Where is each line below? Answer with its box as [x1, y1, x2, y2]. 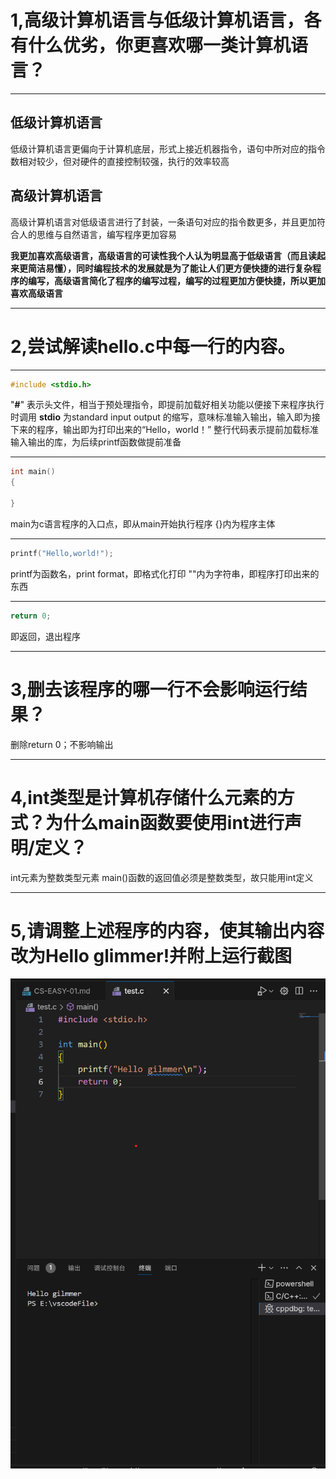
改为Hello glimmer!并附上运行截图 [10, 944, 293, 967]
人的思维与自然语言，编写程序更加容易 [18, 228, 177, 240]
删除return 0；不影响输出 [10, 738, 114, 750]
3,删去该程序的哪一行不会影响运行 [10, 678, 290, 701]
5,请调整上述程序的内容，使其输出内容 [10, 919, 325, 942]
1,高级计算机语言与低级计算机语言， [10, 9, 305, 32]
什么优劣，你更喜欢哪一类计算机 [28, 34, 292, 57]
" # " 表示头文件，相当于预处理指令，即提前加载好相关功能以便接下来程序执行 [10, 399, 325, 411]
